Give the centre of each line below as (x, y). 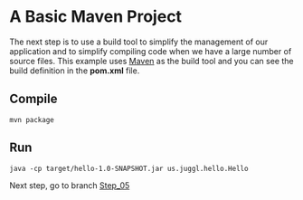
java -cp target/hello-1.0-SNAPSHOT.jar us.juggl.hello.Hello (129, 168)
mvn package (32, 119)
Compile (33, 99)
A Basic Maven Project (96, 17)
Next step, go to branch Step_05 (70, 185)
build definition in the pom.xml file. (75, 71)
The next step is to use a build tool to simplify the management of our (139, 42)
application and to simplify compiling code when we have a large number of (151, 51)
